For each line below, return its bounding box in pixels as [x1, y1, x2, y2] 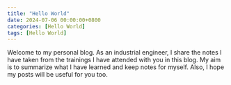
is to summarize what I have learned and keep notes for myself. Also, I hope [7, 63, 225, 71]
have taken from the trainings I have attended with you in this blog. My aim [7, 56, 221, 64]
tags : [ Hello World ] [7, 29, 67, 37]
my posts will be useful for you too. [7, 70, 108, 79]
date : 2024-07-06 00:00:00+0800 [7, 17, 101, 23]
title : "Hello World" [7, 10, 70, 17]
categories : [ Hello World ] [7, 23, 86, 30]
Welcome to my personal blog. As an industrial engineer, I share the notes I [7, 48, 222, 57]
